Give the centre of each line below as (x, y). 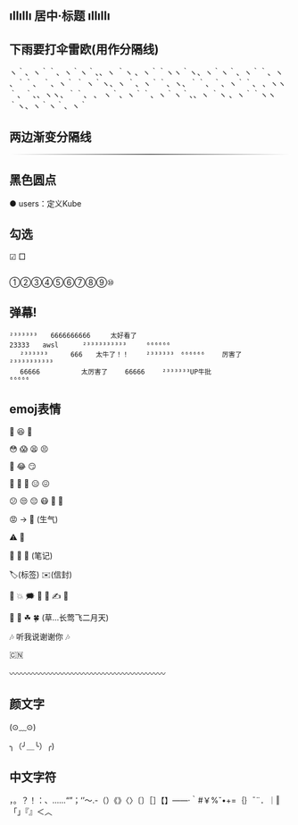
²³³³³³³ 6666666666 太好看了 (73, 335)
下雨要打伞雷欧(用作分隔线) (84, 49)
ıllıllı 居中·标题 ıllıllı (60, 16)
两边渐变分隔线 (50, 137)
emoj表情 (35, 409)
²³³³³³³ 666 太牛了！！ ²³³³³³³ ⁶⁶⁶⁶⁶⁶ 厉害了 (131, 354)
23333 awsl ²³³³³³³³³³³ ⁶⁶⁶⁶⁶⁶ (90, 345)
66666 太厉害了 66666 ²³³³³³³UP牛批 (116, 372)
